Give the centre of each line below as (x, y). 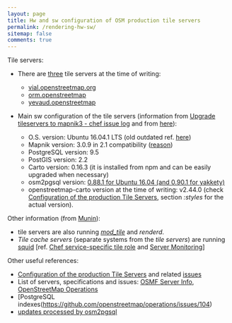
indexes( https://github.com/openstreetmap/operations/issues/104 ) (115, 305)
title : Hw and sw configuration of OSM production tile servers (104, 20)
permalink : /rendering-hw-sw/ (52, 27)
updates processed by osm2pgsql (67, 312)
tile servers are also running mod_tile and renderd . (91, 232)
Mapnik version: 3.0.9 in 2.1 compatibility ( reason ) (100, 145)
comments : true (30, 40)
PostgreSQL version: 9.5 (63, 152)
